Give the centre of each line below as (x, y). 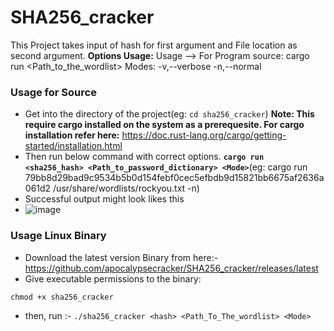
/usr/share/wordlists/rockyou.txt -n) (126, 188)
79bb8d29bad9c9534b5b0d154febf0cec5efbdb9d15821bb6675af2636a (174, 178)
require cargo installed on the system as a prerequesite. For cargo (164, 125)
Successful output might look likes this (104, 199)
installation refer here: (72, 135)
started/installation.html (73, 146)
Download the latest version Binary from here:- (121, 257)
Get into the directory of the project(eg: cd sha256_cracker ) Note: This (169, 114)
